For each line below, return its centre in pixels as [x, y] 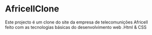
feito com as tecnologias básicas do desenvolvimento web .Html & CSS [76, 27]
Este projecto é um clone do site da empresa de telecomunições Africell [76, 22]
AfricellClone [32, 9]
